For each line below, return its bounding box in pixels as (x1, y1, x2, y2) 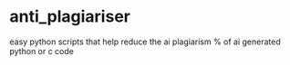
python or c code (9, 45, 75, 56)
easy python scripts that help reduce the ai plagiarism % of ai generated (9, 36, 281, 47)
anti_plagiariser (9, 6, 130, 27)
